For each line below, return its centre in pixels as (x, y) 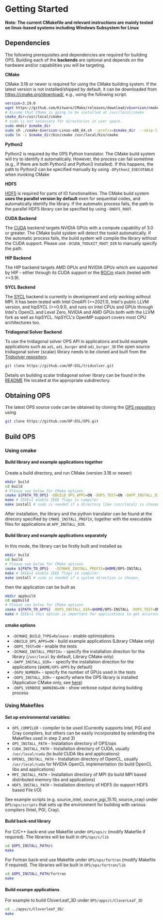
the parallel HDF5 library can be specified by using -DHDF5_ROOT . (69, 209)
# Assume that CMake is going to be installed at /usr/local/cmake (75, 112)
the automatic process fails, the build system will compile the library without (81, 238)
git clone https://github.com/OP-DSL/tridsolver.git (59, 366)
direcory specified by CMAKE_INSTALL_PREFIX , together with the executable (78, 519)
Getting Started (37, 9)
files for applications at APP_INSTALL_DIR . (45, 524)
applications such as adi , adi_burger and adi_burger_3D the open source (78, 346)
